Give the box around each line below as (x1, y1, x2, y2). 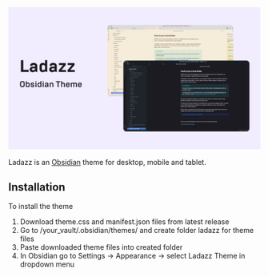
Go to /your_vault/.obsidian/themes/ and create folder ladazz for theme (19, 226, 254, 235)
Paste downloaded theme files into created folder (19, 243, 183, 252)
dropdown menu (19, 259, 74, 269)
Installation (8, 180, 66, 194)
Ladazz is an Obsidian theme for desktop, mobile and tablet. (8, 157, 206, 167)
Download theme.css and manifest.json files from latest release (19, 217, 230, 227)
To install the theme (8, 202, 74, 211)
